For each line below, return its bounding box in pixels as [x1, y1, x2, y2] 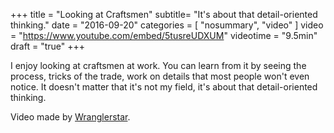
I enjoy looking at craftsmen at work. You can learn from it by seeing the [10, 60, 307, 71]
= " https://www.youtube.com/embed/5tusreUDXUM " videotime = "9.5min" [10, 30, 318, 41]
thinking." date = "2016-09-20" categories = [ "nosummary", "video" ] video [10, 19, 324, 31]
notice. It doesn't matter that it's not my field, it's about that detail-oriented [10, 81, 318, 93]
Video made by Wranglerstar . [10, 111, 131, 123]
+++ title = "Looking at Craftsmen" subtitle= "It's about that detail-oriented [10, 9, 318, 20]
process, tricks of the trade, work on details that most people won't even [10, 70, 310, 82]
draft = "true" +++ [10, 40, 85, 52]
